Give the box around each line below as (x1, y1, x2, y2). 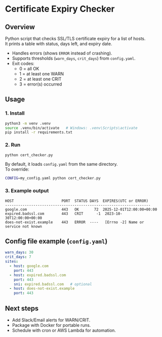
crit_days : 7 (5, 254, 32, 260)
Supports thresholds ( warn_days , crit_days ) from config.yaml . (12, 55, 136, 61)
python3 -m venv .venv (5, 121, 51, 126)
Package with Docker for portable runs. (12, 322, 91, 328)
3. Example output (5, 187, 49, 194)
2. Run (5, 142, 21, 148)
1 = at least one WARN (19, 71, 64, 76)
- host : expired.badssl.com (9, 272, 66, 278)
